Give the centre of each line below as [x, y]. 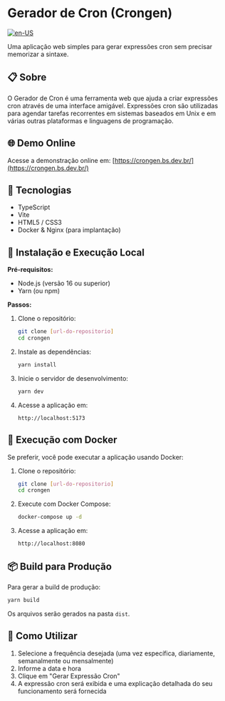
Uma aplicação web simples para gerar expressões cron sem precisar [110, 46]
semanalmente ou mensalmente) [66, 660]
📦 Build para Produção [60, 566]
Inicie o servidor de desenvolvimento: [73, 378]
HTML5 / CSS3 [40, 223]
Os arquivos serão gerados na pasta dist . [69, 613]
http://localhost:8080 [51, 544]
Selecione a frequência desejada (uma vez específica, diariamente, [116, 653]
